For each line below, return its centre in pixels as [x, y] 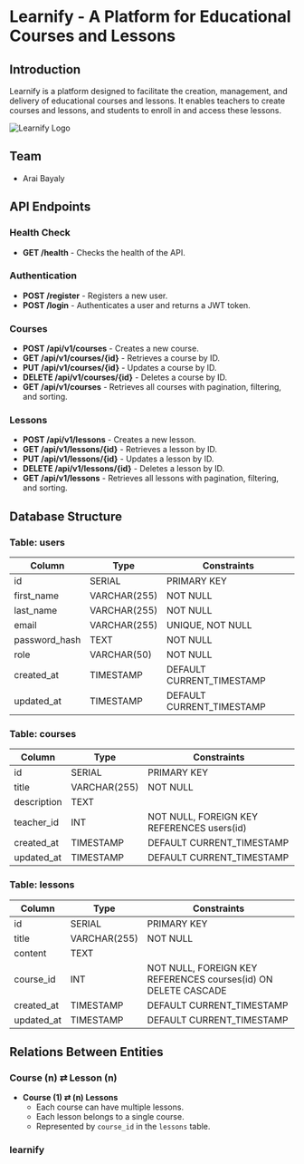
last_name [36, 611]
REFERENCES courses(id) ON [210, 979]
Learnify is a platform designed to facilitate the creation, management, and [148, 91]
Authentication [43, 276]
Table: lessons [42, 885]
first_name [37, 596]
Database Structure [66, 516]
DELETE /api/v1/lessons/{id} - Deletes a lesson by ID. [123, 469]
